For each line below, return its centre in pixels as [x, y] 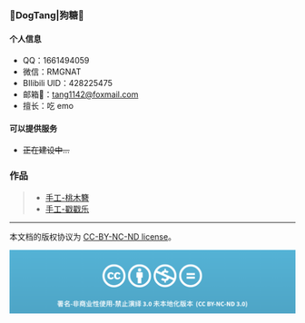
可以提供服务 [33, 128]
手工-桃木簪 [67, 197]
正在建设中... [46, 150]
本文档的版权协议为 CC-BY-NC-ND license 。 [93, 236]
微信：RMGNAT [52, 72]
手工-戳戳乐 [67, 209]
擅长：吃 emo [48, 106]
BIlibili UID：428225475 [68, 83]
